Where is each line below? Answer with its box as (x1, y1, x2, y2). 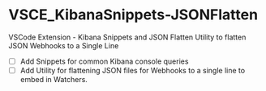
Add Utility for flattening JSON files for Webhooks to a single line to (19, 66, 246, 75)
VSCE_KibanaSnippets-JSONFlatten (8, 6, 258, 24)
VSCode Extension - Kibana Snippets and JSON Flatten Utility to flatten (8, 32, 247, 42)
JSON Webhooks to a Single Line (8, 40, 119, 50)
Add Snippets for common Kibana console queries (19, 56, 189, 66)
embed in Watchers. (19, 75, 88, 85)
